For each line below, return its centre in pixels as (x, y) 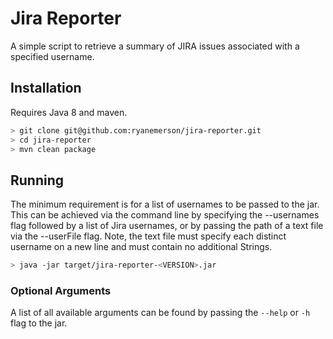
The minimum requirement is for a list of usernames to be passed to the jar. (165, 204)
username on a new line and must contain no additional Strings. (141, 247)
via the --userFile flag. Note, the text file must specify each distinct (148, 236)
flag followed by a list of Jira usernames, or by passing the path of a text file (167, 226)
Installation (46, 88)
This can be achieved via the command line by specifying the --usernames (165, 215)
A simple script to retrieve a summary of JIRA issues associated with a (155, 46)
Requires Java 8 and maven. (69, 112)
